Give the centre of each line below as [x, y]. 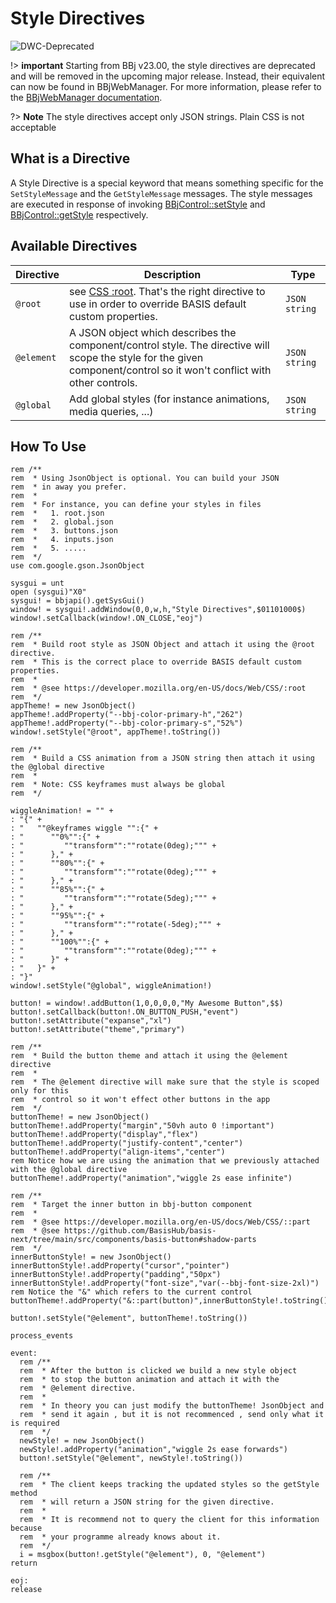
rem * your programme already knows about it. [120, 1537]
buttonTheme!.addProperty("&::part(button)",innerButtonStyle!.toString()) [171, 1301]
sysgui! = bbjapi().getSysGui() [77, 601]
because [26, 1528]
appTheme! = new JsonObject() [73, 706]
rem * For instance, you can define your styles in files [136, 505]
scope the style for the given [136, 357]
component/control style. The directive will [169, 345]
